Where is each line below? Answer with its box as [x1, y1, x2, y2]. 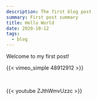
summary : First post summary [6, 14, 79, 20]
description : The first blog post [6, 8, 92, 15]
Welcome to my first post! [6, 53, 70, 60]
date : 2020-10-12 [6, 25, 49, 32]
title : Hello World [6, 20, 55, 26]
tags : [6, 31, 20, 37]
